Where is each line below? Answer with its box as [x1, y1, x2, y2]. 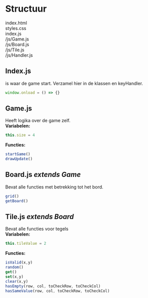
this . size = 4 [5, 133, 35, 138]
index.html [5, 20, 27, 26]
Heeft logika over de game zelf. [5, 118, 71, 124]
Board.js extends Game [5, 170, 81, 179]
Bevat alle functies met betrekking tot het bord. [5, 183, 104, 190]
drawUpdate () [5, 157, 33, 162]
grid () [5, 194, 19, 199]
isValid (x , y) [5, 260, 33, 265]
